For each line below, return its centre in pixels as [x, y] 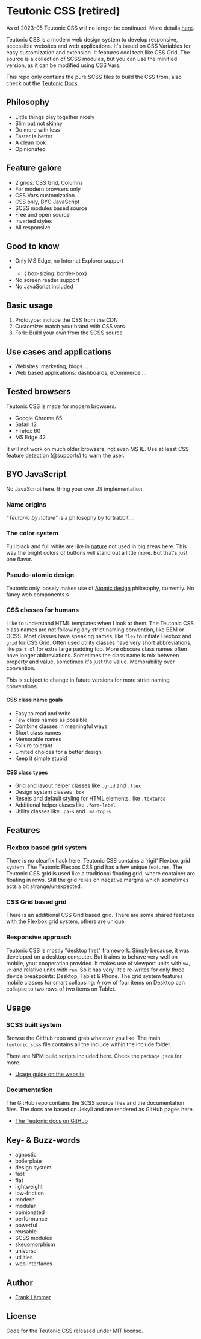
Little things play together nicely [55, 117]
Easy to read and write [43, 714]
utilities [24, 1258]
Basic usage [29, 305]
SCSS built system [34, 1024]
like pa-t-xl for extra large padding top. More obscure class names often [97, 649]
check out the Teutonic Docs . [43, 83]
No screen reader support [47, 280]
